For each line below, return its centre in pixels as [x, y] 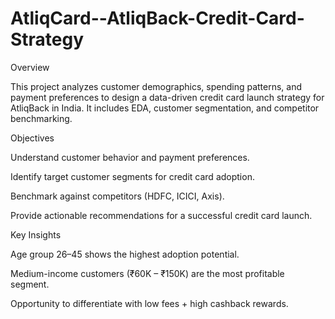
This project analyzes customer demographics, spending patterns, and [156, 86]
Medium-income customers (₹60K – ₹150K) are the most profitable [147, 273]
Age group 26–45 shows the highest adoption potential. [125, 254]
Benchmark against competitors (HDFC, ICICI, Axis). [117, 196]
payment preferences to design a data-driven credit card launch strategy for [167, 97]
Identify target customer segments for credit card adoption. [132, 176]
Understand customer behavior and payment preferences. [130, 157]
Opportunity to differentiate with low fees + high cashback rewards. [149, 303]
